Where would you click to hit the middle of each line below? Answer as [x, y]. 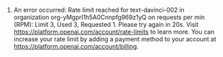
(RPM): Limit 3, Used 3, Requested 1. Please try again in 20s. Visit [106, 24]
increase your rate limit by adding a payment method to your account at [115, 39]
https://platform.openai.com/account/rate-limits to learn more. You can [114, 32]
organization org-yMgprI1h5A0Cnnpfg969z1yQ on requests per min [109, 17]
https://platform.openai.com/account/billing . [76, 46]
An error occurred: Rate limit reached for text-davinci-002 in [99, 10]
